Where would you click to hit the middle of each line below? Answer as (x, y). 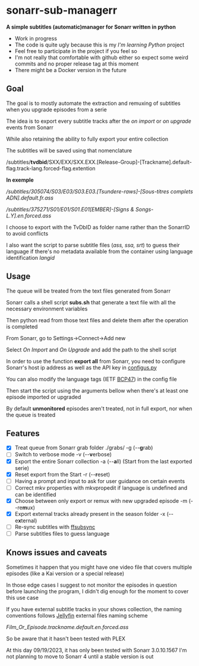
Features (23, 433)
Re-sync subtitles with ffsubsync (55, 527)
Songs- (145, 209)
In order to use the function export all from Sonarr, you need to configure (96, 361)
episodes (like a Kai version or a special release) (65, 573)
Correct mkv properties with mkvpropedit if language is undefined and (101, 488)
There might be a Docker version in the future (70, 70)
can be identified (35, 494)
